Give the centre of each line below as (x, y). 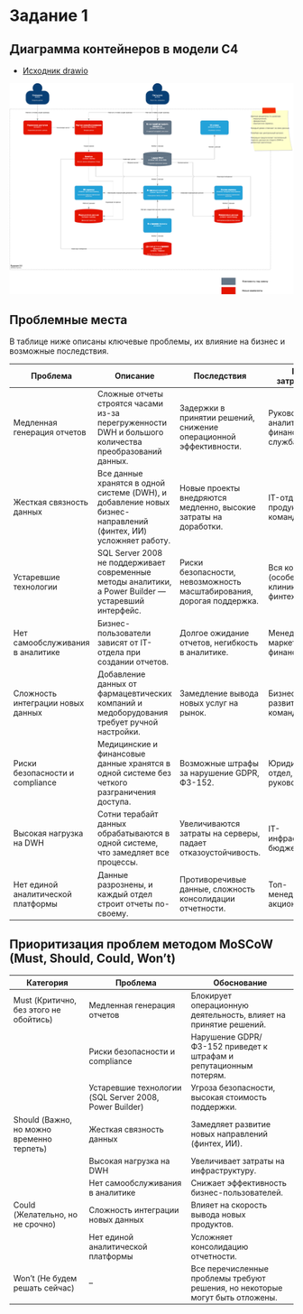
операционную (220, 1005)
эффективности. (211, 447)
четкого (113, 782)
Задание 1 (49, 16)
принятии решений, (217, 418)
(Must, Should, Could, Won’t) (92, 958)
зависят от (118, 643)
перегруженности (132, 422)
